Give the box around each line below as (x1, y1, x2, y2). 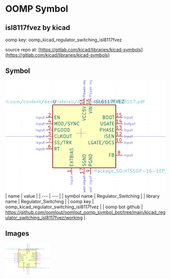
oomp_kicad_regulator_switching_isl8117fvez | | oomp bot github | (5, 204, 143, 210)
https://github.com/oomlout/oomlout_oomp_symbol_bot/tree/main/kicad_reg (5, 209, 166, 215)
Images (5, 229, 30, 238)
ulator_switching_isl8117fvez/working (5, 214, 83, 221)
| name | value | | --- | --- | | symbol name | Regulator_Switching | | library (5, 193, 160, 199)
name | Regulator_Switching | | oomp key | (5, 198, 94, 204)
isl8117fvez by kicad (5, 23, 70, 32)
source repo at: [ (5, 47, 40, 52)
